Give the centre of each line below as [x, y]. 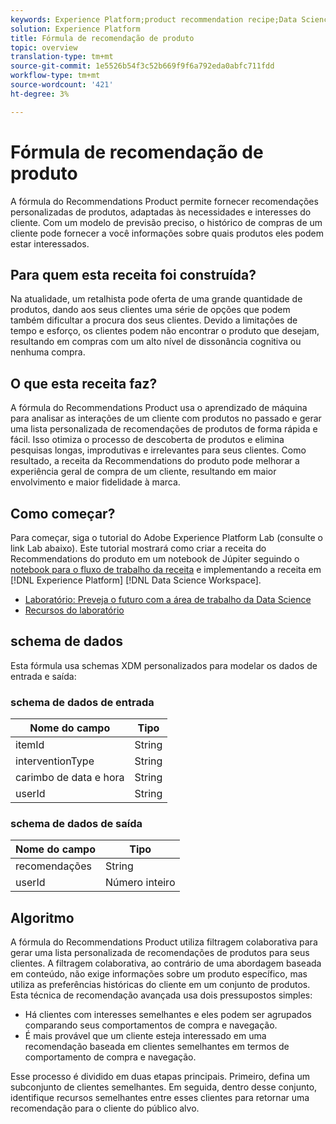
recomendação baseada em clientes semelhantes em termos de [157, 1047]
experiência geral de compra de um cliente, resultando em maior [143, 472]
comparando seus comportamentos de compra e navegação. [151, 1025]
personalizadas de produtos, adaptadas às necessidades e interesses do [161, 212]
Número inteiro [140, 883]
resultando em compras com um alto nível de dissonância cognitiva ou [156, 342]
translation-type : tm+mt [62, 57]
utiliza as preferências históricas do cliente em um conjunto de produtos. [160, 985]
